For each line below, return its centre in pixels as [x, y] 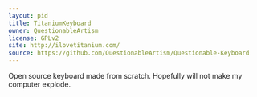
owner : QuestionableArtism [53, 30]
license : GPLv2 [34, 38]
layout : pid [28, 16]
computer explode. [39, 84]
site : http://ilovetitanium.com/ [64, 46]
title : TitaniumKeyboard [50, 23]
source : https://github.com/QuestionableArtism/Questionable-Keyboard [129, 53]
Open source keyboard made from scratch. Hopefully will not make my [125, 76]
